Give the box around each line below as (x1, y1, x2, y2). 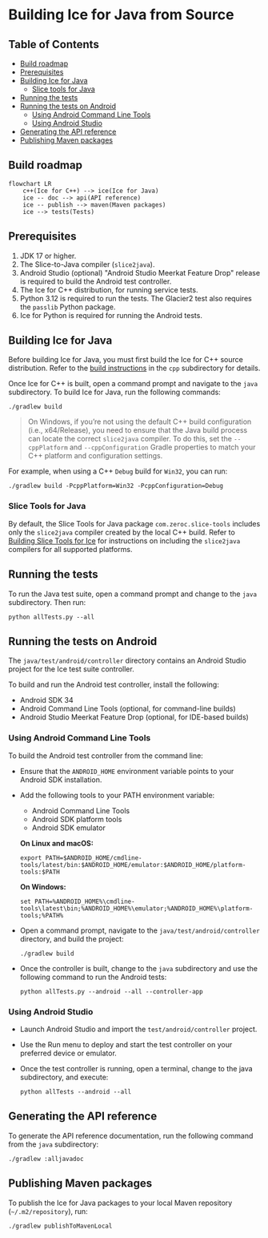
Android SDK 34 (19, 696, 74, 705)
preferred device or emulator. (19, 1048, 118, 1058)
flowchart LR (8, 179, 52, 188)
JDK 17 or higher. (19, 251, 77, 260)
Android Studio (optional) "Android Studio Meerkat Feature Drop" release (19, 268, 261, 277)
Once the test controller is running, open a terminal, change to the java (19, 1063, 254, 1073)
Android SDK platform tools (31, 814, 122, 824)
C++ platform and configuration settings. (27, 451, 163, 461)
